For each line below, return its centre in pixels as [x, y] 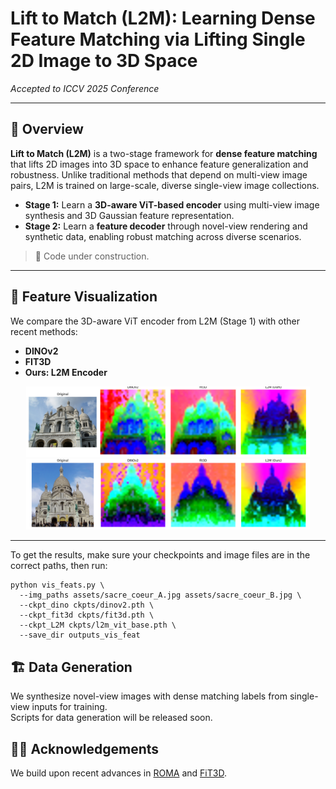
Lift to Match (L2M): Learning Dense [163, 18]
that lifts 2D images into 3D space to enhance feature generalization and [159, 164]
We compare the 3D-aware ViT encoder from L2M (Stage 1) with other [155, 321]
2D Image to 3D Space [104, 61]
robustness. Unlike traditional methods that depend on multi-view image [159, 174]
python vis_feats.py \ [57, 585]
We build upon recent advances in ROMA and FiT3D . [118, 773]
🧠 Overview [47, 129]
